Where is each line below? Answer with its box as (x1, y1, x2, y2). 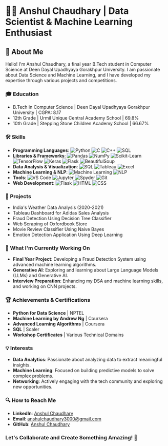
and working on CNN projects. (12, 283, 77, 289)
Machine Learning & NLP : (12, 169, 68, 175)
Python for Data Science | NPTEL (12, 310, 85, 316)
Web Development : (12, 180, 55, 186)
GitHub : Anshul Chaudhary (12, 421, 70, 428)
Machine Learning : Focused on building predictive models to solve (12, 367, 155, 373)
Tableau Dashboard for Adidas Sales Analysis (12, 209, 109, 216)
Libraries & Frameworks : (12, 152, 66, 159)
